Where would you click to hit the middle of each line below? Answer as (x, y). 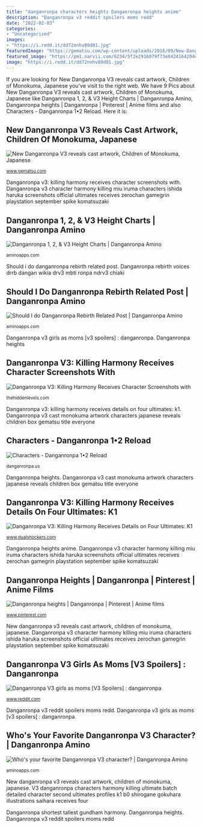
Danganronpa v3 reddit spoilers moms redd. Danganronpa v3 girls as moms (100, 710)
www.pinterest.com (26, 615)
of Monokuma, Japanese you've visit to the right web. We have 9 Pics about (100, 85)
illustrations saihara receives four (47, 800)
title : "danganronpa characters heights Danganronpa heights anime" (94, 12)
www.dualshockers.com (31, 537)
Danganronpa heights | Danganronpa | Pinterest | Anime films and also (93, 105)
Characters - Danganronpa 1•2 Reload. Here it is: (67, 111)
